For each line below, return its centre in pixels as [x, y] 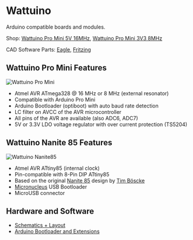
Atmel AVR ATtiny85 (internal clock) [57, 168]
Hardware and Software [50, 211]
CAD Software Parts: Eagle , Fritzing [49, 49]
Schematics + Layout [40, 225]
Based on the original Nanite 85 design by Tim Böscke [80, 180]
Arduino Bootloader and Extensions [57, 231]
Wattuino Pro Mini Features [56, 68]
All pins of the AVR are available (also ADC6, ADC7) [76, 118]
